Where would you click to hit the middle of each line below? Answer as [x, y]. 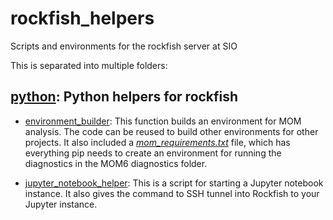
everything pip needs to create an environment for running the [153, 153]
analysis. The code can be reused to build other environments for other [171, 131]
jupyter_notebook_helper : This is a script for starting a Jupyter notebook [174, 183]
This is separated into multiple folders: [89, 65]
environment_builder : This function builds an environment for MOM [163, 121]
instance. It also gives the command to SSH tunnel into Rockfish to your [172, 193]
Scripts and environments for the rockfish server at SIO [124, 46]
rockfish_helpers [82, 18]
